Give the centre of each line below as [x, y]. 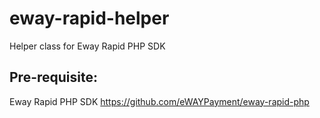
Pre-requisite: [53, 77]
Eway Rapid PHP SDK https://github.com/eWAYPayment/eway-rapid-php [159, 101]
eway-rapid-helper [89, 18]
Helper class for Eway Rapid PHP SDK [87, 46]
